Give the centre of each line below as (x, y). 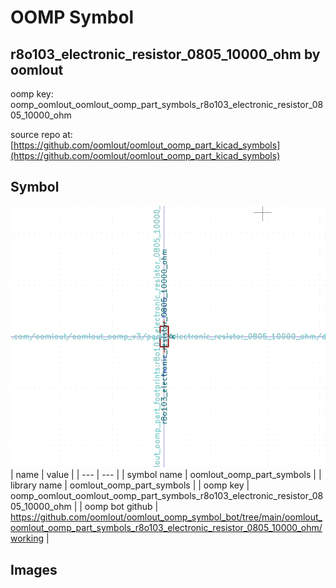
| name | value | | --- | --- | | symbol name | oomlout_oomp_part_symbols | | (166, 475)
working (27, 538)
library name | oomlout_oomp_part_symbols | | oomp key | (130, 485)
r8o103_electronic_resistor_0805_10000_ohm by (165, 54)
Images (34, 569)
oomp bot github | (121, 507)
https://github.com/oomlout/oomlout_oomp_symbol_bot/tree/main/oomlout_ (166, 517)
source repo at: (41, 134)
